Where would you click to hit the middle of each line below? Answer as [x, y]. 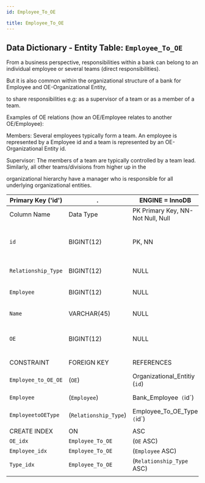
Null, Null [157, 219]
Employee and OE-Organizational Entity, [56, 87]
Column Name [30, 214]
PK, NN [143, 242]
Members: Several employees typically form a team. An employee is [92, 136]
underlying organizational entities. [49, 185]
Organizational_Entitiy [164, 376]
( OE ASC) [145, 441]
